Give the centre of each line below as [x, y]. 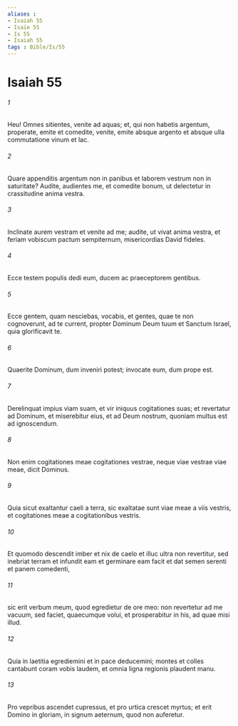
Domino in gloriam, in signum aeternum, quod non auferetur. [96, 715]
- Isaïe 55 [24, 27]
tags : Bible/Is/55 [36, 47]
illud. [15, 623]
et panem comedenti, [38, 569]
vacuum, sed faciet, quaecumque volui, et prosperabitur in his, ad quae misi [119, 615]
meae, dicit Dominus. [38, 469]
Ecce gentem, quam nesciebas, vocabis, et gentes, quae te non [100, 316]
